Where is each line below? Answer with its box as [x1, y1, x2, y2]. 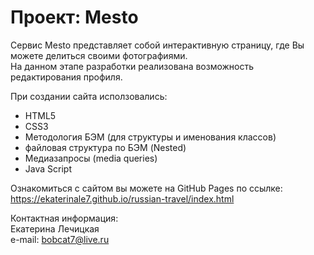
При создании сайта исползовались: [10, 90, 168, 102]
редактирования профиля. [10, 71, 123, 83]
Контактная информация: [10, 212, 119, 224]
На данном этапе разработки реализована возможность [10, 60, 255, 72]
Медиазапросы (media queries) [24, 152, 158, 164]
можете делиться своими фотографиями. [10, 49, 188, 61]
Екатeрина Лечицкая [10, 222, 100, 235]
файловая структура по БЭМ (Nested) [24, 141, 187, 153]
